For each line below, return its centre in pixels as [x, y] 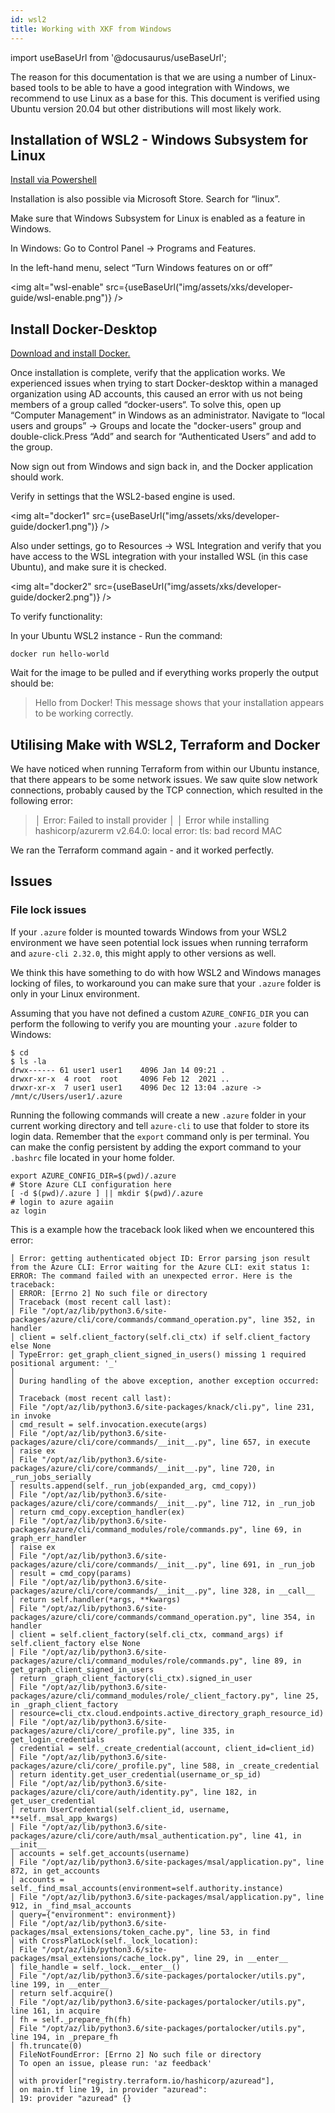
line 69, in [276, 1529]
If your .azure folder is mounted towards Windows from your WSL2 [149, 932]
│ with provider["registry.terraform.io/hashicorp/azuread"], [142, 2081]
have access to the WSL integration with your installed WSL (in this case [159, 557]
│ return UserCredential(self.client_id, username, [120, 1809]
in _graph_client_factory [64, 1704]
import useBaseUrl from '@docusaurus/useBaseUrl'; [118, 57]
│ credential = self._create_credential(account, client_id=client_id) [162, 1748]
